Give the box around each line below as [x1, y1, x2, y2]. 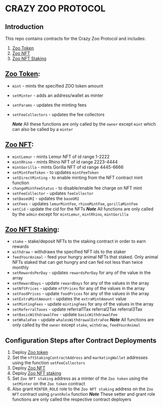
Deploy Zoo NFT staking [12, 370, 62, 376]
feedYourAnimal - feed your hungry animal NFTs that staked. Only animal [12, 254, 158, 260]
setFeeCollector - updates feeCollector [12, 190, 94, 196]
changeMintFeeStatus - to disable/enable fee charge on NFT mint [12, 185, 142, 191]
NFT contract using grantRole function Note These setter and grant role [12, 391, 156, 397]
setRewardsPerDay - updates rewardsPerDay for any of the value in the [12, 270, 151, 276]
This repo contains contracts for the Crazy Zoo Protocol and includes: [5, 35, 146, 41]
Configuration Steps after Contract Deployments [5, 336, 157, 344]
